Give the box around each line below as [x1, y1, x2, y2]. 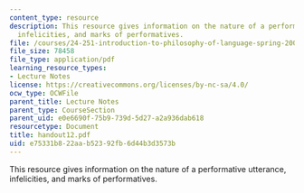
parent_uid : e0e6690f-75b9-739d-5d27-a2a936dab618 [9, 114, 204, 123]
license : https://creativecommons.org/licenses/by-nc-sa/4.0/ [9, 80, 249, 89]
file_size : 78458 [9, 47, 75, 56]
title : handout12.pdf [9, 131, 91, 140]
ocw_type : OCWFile [9, 88, 79, 97]
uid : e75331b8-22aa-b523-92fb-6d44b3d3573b [9, 139, 176, 148]
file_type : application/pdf [9, 55, 116, 64]
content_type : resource [9, 13, 100, 23]
